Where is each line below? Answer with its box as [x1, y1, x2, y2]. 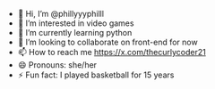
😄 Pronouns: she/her [17, 60, 97, 70]
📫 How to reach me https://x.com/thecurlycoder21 [17, 47, 206, 57]
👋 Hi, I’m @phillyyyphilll [17, 9, 105, 19]
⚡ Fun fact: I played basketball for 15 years [17, 69, 175, 80]
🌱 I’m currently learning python [17, 28, 133, 37]
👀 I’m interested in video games [17, 18, 134, 28]
